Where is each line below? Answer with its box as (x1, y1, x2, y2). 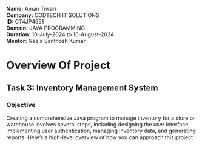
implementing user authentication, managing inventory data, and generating (6, 127, 196, 134)
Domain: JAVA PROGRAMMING (6, 24, 86, 31)
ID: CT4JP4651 (6, 18, 44, 25)
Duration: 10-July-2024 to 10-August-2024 (6, 31, 114, 38)
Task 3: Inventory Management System (6, 82, 158, 93)
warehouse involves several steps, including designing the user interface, (6, 120, 190, 128)
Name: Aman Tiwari (6, 5, 56, 12)
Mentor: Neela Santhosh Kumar (6, 38, 86, 44)
